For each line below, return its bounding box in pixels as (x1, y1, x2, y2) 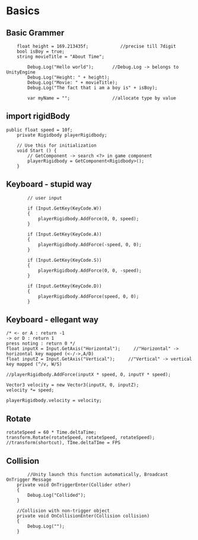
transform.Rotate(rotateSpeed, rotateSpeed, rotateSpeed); (6, 435, 155, 441)
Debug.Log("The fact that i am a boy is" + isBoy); (27, 85, 158, 91)
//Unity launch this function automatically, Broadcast (27, 472, 168, 478)
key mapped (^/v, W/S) (6, 361, 62, 368)
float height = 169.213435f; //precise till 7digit (17, 43, 177, 49)
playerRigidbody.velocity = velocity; (6, 398, 102, 404)
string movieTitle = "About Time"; (17, 54, 105, 60)
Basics (6, 4, 40, 18)
